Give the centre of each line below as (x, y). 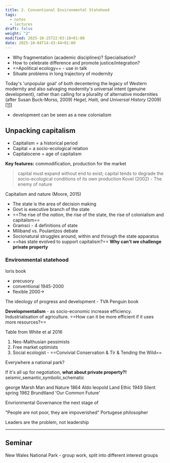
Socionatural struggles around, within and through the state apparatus (86, 236)
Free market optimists (35, 347)
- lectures (21, 24)
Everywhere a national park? (35, 362)
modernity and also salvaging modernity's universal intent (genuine (75, 89)
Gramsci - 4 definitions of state (45, 225)
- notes (18, 19)
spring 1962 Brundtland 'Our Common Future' (53, 393)
